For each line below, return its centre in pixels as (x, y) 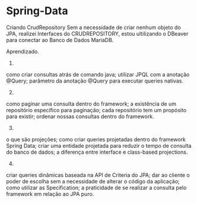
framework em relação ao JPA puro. (50, 194)
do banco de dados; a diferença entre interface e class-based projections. (97, 152)
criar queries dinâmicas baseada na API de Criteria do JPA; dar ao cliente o (98, 175)
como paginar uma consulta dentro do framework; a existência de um (91, 104)
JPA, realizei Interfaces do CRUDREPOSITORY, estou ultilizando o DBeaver (97, 33)
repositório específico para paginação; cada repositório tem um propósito (96, 110)
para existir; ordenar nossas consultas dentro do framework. (80, 116)
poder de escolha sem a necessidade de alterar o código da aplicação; (93, 181)
